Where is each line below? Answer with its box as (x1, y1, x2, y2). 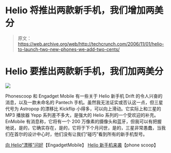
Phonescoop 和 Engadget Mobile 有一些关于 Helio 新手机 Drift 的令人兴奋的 (5, 93, 163, 99)
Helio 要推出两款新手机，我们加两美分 (5, 66, 164, 77)
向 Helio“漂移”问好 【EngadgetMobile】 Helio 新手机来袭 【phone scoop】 (5, 142, 159, 148)
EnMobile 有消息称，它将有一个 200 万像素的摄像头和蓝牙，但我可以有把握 (5, 118, 162, 125)
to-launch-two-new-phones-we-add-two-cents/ (17, 46, 120, 52)
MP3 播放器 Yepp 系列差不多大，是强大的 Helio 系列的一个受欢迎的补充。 (5, 112, 159, 118)
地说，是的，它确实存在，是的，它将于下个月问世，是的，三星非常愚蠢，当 (5, 125, 161, 131)
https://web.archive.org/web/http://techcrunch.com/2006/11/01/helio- (17, 41, 164, 47)
